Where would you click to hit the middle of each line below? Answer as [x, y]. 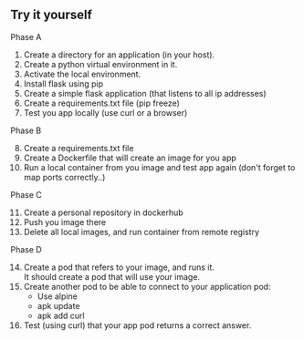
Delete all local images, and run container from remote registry [141, 232]
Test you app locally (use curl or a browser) [105, 112]
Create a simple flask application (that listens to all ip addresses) [145, 93]
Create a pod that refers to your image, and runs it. [119, 267]
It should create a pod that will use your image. [111, 276]
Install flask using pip [63, 83]
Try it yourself [51, 15]
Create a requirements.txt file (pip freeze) [102, 103]
